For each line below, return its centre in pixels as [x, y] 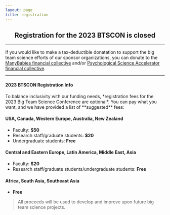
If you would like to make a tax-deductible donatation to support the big [80, 52]
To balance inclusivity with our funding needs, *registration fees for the [79, 96]
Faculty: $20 [26, 164]
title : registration [27, 15]
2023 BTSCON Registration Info [39, 85]
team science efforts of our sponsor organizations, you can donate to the [81, 58]
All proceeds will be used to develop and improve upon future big [86, 202]
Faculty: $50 [26, 130]
